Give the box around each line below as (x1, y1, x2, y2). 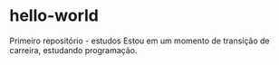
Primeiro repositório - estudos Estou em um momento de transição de (9, 35, 270, 46)
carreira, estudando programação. (9, 44, 138, 55)
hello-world (9, 5, 100, 26)
